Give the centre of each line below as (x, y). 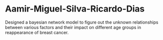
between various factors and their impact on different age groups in (73, 27)
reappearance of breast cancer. (37, 32)
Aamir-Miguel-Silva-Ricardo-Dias (75, 9)
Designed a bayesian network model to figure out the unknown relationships (82, 22)
